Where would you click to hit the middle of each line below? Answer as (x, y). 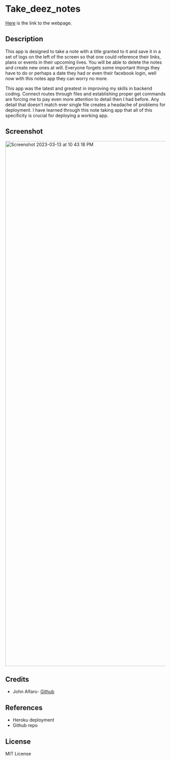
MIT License (18, 754)
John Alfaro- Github (33, 692)
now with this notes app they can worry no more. (57, 78)
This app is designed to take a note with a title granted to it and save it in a (83, 51)
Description (24, 39)
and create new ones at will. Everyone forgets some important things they (83, 67)
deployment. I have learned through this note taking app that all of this (79, 110)
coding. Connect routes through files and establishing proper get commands (85, 94)
